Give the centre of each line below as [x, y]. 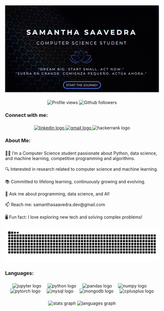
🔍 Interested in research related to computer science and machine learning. [82, 169]
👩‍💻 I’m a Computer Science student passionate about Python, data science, [81, 153]
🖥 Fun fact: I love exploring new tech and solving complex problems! [74, 217]
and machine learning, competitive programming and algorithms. [70, 158]
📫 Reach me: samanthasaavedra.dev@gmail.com [55, 205]
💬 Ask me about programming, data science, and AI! [57, 194]
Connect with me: [27, 115]
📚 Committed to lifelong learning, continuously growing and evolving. [75, 182]
